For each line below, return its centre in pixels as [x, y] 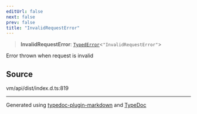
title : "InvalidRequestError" [43, 28]
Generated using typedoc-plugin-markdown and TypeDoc [76, 105]
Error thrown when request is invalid [50, 56]
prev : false [21, 22]
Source [20, 74]
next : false [21, 17]
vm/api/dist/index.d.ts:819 [38, 88]
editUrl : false [25, 11]
